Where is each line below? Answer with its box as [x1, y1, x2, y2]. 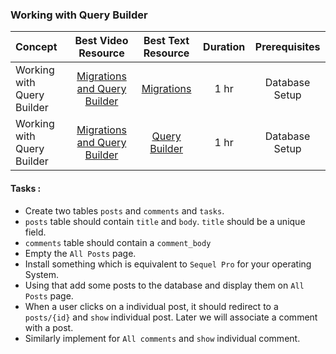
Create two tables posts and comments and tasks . [24, 204, 225, 217]
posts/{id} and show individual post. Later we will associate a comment [24, 311, 318, 323]
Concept [15, 40, 58, 54]
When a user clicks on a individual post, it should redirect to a [24, 300, 279, 312]
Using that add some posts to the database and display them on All [24, 279, 305, 291]
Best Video [74, 34, 129, 48]
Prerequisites [254, 40, 321, 54]
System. [24, 268, 59, 280]
